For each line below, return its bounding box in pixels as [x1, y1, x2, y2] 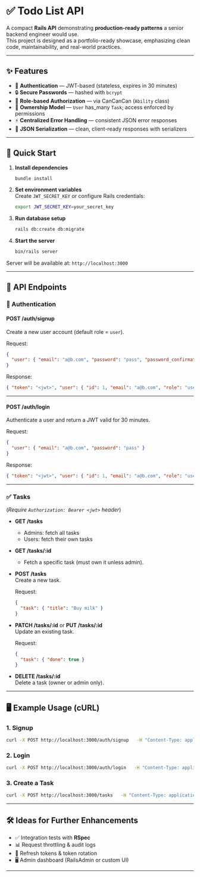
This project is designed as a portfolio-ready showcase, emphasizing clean [6, 37, 190, 44]
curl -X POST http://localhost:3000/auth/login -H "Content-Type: [6, 765, 180, 771]
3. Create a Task [6, 779, 54, 787]
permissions [14, 110, 45, 117]
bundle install [14, 175, 53, 181]
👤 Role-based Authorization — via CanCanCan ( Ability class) [14, 97, 170, 104]
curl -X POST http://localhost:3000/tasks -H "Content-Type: [6, 792, 167, 798]
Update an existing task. [14, 628, 74, 635]
